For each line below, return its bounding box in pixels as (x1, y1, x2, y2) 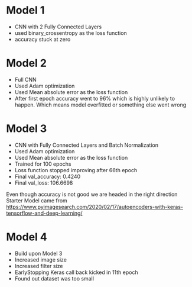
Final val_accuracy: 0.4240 (14, 173, 81, 180)
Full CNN (14, 76, 37, 83)
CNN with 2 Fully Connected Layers (14, 23, 102, 30)
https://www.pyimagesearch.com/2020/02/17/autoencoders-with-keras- (6, 203, 184, 210)
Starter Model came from (6, 196, 68, 204)
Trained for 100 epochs (14, 160, 71, 167)
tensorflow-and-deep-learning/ (6, 209, 83, 217)
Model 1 (6, 4, 45, 17)
